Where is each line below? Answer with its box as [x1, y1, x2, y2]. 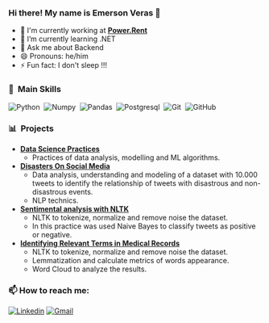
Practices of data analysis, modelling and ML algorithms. [31, 153, 221, 162]
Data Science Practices [19, 144, 101, 153]
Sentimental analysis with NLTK [19, 203, 129, 213]
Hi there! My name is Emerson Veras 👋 [8, 7, 161, 19]
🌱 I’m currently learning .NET [19, 34, 116, 44]
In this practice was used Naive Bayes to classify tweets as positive [31, 221, 256, 231]
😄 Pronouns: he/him [19, 52, 89, 61]
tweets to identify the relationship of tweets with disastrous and [31, 178, 243, 188]
